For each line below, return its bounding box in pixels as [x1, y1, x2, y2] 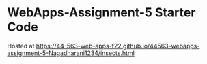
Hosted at [7, 42, 35, 50]
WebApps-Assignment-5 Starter [7, 5, 196, 20]
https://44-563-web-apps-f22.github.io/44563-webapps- [36, 42, 200, 50]
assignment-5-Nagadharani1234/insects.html [7, 49, 135, 57]
